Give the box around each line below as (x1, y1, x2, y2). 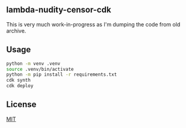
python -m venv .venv (6, 60, 61, 67)
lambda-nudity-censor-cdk (6, 5, 111, 15)
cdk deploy (6, 83, 34, 89)
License (6, 99, 37, 110)
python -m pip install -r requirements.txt (6, 72, 117, 78)
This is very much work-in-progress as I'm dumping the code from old (6, 20, 181, 28)
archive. (6, 27, 26, 34)
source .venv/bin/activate (6, 66, 74, 72)
